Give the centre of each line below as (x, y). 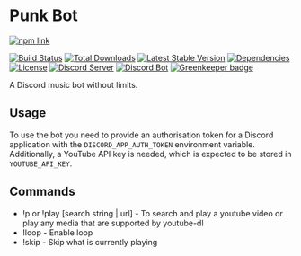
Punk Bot (44, 16)
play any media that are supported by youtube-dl (113, 223)
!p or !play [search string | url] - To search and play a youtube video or (152, 213)
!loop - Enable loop (58, 232)
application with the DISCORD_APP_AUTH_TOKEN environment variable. (133, 144)
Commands (43, 192)
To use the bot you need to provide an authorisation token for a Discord (142, 135)
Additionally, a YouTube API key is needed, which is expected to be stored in (150, 154)
